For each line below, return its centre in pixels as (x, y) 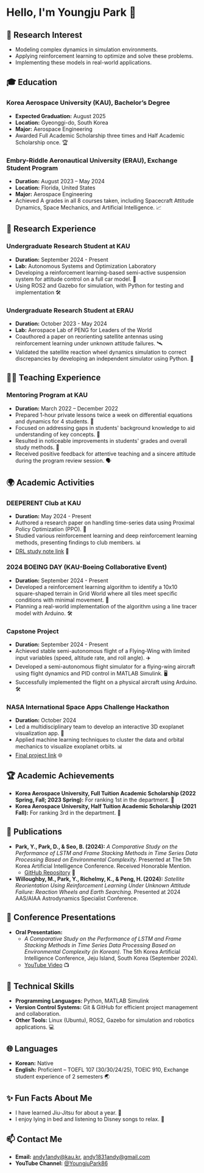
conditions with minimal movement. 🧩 (62, 600)
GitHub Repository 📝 (50, 872)
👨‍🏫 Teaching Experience (54, 378)
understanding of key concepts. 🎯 (58, 434)
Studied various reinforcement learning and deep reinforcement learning (106, 536)
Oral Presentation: (39, 932)
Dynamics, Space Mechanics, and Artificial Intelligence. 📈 (88, 207)
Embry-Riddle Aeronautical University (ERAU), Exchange (92, 160)
